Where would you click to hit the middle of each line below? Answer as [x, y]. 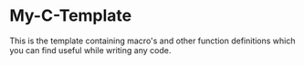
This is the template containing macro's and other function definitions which [152, 41]
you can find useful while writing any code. [90, 50]
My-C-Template [71, 16]
